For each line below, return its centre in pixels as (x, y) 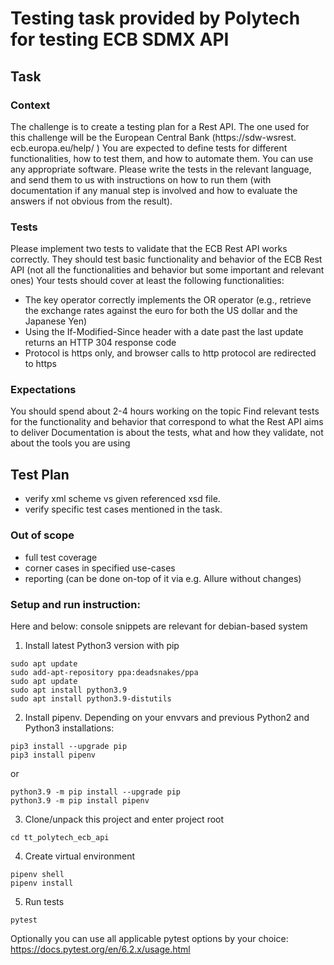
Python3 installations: (69, 728)
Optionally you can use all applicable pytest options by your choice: (149, 938)
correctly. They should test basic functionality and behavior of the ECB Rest (166, 259)
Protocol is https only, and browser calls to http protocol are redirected (170, 353)
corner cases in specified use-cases (100, 568)
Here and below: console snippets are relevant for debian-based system (159, 626)
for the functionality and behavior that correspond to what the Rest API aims (167, 422)
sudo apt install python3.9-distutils (91, 698)
